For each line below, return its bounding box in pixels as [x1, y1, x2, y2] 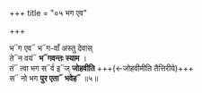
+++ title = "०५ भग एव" [9, 8, 88, 18]
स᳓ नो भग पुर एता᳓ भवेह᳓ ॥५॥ [9, 73, 99, 83]
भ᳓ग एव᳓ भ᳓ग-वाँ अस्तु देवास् [9, 43, 92, 53]
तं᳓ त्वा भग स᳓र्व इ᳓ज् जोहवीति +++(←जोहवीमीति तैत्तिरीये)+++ [9, 63, 195, 73]
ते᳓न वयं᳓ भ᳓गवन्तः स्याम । [9, 53, 87, 63]
